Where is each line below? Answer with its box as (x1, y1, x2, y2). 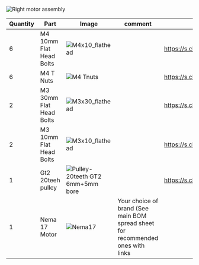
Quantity (9, 20, 34, 28)
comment (124, 20, 152, 28)
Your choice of (117, 197, 159, 205)
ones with (117, 241, 145, 250)
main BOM (117, 212, 147, 220)
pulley (40, 184, 57, 191)
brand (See (117, 204, 149, 212)
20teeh (40, 176, 60, 184)
